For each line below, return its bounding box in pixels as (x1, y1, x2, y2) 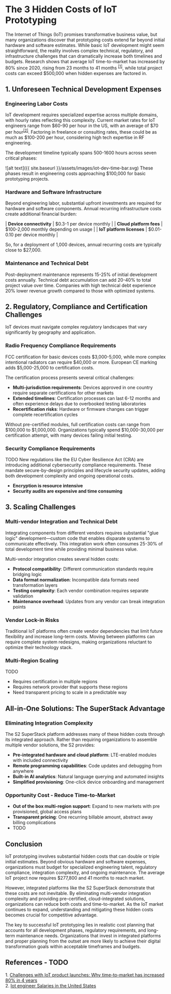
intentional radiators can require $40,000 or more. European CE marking (5, 359, 157, 365)
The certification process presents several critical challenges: (5, 374, 135, 381)
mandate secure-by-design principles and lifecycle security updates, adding (5, 467, 165, 473)
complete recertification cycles (12, 411, 78, 417)
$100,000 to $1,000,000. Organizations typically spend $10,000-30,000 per (5, 427, 164, 433)
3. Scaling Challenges (5, 503, 76, 511)
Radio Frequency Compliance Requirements (5, 342, 116, 349)
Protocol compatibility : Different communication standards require (12, 565, 154, 572)
